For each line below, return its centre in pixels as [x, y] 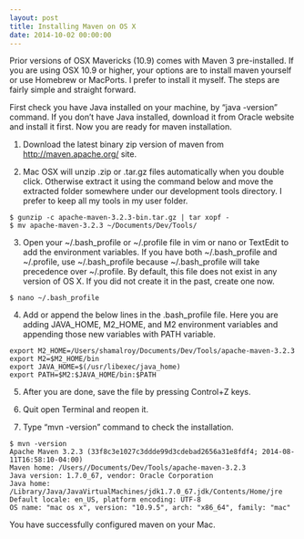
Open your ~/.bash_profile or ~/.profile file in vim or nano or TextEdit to [156, 243]
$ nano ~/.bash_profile [55, 298]
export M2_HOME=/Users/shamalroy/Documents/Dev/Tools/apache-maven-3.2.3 [152, 351]
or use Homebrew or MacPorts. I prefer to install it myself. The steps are [145, 80]
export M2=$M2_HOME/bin [55, 359]
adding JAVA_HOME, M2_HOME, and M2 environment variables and [150, 325]
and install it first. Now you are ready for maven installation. [121, 127]
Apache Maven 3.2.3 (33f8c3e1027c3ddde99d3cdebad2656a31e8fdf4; [134, 452]
